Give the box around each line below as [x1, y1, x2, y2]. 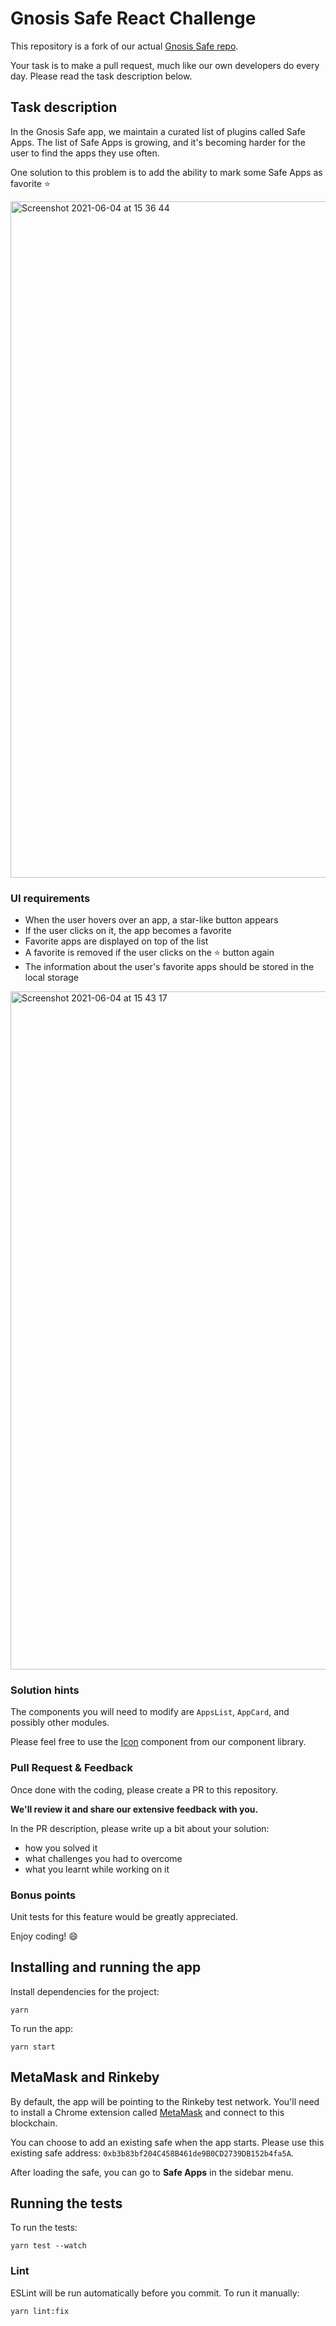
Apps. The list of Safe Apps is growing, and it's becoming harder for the [10, 136, 307, 148]
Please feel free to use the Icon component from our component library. [10, 1736, 307, 1748]
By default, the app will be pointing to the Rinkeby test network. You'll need [10, 2095, 320, 2107]
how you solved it [24, 1842, 98, 1854]
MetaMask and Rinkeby [10, 2069, 160, 2086]
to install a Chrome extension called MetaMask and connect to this [10, 2106, 285, 2118]
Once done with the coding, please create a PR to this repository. [10, 1783, 279, 1796]
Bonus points [10, 1888, 77, 1902]
